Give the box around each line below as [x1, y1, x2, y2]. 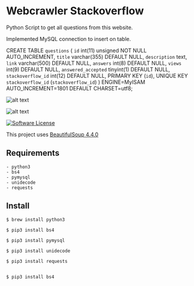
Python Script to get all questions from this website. [6, 24, 133, 31]
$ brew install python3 [6, 216, 65, 222]
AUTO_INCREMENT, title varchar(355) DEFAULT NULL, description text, [6, 53, 187, 60]
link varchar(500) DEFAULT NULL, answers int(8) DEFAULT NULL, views [6, 59, 182, 67]
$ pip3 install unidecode [6, 248, 70, 254]
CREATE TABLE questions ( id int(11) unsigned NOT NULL [6, 46, 147, 54]
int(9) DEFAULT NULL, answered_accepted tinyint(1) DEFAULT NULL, [6, 65, 171, 73]
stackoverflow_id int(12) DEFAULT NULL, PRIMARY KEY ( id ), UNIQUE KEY [6, 72, 189, 79]
